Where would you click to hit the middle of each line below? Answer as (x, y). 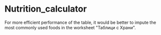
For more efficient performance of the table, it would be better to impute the (80, 22)
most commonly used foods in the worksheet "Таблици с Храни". (70, 27)
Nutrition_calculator (46, 9)
